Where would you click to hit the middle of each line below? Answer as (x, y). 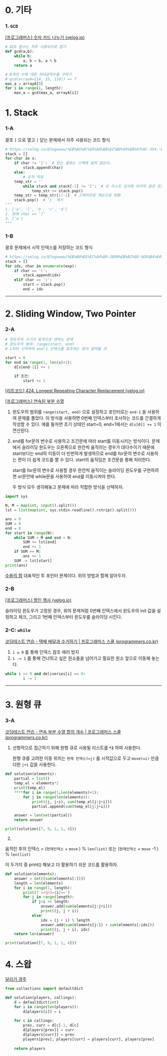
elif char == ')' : (33, 280)
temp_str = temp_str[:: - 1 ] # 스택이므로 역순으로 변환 (67, 195)
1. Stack (22, 113)
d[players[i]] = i (42, 1012)
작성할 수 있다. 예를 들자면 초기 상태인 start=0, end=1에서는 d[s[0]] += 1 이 (87, 424)
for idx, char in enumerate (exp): (41, 266)
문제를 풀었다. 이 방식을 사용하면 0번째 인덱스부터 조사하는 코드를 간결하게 (89, 418)
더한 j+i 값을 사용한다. (34, 765)
